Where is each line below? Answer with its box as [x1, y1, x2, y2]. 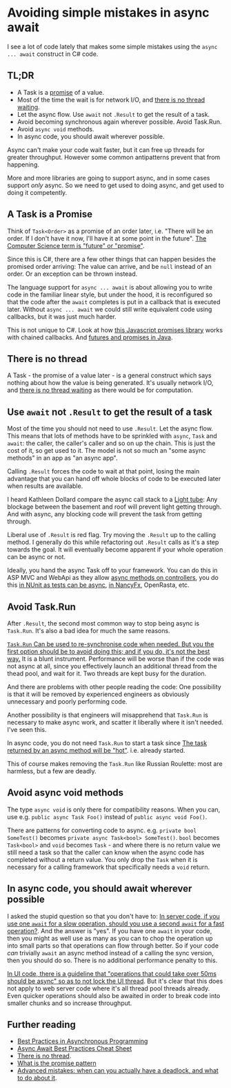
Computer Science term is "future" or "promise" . [7, 241, 145, 250]
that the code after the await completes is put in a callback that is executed [7, 297, 221, 306]
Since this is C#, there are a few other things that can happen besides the [7, 254, 216, 263]
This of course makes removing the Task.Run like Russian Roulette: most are [7, 760, 223, 768]
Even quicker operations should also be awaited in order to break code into [7, 991, 221, 1000]
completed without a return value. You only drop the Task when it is [7, 855, 198, 863]
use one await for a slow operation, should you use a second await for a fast [7, 919, 225, 928]
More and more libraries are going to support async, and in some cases [7, 173, 210, 182]
